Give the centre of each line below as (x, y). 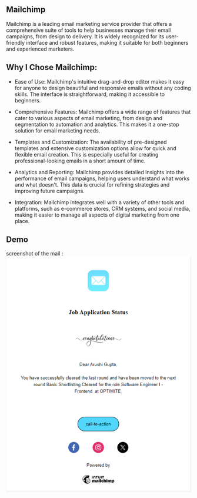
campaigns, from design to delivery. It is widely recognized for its (85, 36)
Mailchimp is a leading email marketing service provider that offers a (89, 24)
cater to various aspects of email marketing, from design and (89, 118)
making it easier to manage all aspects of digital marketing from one (97, 215)
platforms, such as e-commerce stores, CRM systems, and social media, (102, 208)
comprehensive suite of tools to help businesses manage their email (89, 30)
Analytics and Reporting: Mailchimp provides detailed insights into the (99, 172)
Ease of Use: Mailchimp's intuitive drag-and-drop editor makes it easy (99, 81)
